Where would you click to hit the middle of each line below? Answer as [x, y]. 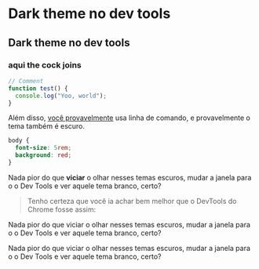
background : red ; [44, 155]
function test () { [38, 88]
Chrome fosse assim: [62, 209]
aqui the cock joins [45, 65]
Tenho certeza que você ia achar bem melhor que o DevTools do [132, 201]
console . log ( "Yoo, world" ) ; [61, 96]
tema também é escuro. [46, 126]
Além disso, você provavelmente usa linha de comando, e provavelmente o [129, 118]
